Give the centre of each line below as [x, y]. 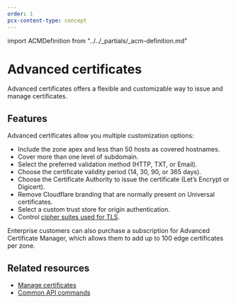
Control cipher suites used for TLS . [69, 217]
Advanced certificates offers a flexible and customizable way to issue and [115, 88]
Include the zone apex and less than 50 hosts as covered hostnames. [119, 149]
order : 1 [20, 14]
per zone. [21, 246]
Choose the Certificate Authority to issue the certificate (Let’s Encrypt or [123, 179]
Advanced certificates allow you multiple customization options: [101, 136]
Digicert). [31, 187]
